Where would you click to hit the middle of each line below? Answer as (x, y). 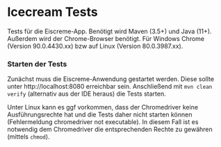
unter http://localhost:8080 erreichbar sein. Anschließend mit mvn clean (110, 87)
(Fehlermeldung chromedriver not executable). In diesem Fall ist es (103, 122)
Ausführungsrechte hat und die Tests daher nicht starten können (100, 114)
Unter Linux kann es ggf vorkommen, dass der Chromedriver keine (103, 107)
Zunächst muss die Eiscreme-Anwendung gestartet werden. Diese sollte (110, 79)
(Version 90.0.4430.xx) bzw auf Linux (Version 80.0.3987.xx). (95, 46)
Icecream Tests (53, 12)
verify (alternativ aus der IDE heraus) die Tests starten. (87, 94)
